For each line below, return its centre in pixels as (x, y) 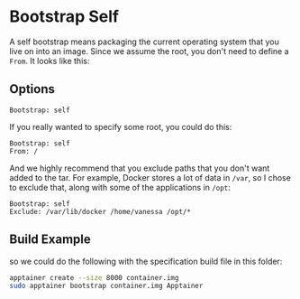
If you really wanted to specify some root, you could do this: (121, 126)
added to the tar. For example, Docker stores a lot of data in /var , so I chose (150, 177)
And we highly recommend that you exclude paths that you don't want (140, 168)
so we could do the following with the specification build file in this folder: (146, 261)
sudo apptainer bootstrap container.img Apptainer (106, 286)
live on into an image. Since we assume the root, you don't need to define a (150, 51)
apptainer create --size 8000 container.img (94, 277)
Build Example (50, 240)
